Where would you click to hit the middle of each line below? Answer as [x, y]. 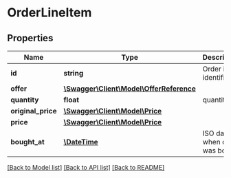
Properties [30, 38]
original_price [34, 111]
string [74, 73]
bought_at [27, 142]
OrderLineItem [49, 13]
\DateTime [81, 142]
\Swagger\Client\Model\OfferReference [130, 89]
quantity [25, 100]
